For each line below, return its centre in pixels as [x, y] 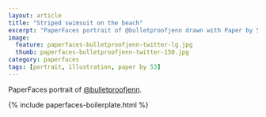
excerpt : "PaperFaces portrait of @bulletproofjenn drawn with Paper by [131, 30]
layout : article [35, 15]
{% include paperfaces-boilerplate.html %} [78, 104]
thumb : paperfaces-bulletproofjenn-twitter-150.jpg [103, 52]
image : [19, 38]
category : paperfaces [44, 60]
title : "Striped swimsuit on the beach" [76, 23]
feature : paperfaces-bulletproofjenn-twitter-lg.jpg [104, 45]
